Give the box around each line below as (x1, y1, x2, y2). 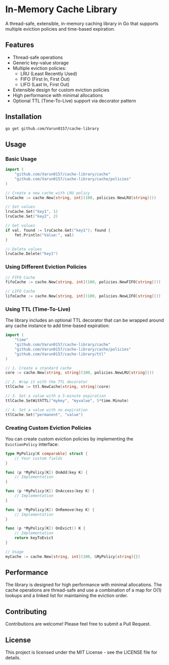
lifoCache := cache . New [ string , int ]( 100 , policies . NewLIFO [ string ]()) (5, 293, 161, 299)
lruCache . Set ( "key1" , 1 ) (5, 209, 58, 214)
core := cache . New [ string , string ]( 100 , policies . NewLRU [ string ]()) (5, 370, 154, 376)
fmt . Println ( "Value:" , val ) (14, 232, 74, 238)
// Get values (5, 223, 36, 228)
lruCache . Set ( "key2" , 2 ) (5, 214, 58, 219)
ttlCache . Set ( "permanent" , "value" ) (5, 412, 83, 417)
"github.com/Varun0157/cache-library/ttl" (14, 351, 106, 357)
